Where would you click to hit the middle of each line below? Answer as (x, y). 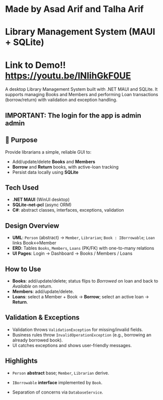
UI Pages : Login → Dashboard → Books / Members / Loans (72, 253)
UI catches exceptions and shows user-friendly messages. (72, 345)
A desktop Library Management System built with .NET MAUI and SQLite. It (81, 89)
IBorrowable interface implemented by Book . (57, 382)
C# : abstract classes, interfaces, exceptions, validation (68, 210)
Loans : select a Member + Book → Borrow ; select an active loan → (81, 296)
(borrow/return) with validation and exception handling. (61, 100)
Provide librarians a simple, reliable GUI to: (48, 152)
